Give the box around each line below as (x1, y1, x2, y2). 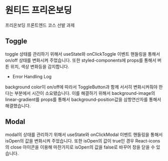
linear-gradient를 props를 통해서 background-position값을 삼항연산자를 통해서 (5, 96, 161, 102)
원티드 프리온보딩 (5, 5, 72, 16)
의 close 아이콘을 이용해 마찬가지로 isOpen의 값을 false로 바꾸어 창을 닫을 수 (5, 144, 155, 150)
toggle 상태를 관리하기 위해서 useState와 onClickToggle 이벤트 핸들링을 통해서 (5, 51, 160, 57)
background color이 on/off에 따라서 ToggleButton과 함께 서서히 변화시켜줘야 (5, 84, 158, 90)
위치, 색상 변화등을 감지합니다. (10, 63, 69, 69)
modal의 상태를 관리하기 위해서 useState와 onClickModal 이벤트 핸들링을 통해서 (5, 131, 163, 137)
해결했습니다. (5, 102, 31, 108)
